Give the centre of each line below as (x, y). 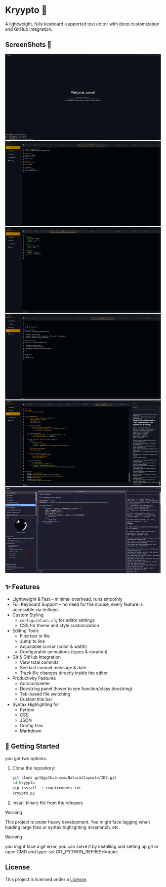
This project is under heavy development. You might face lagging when (78, 822)
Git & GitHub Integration (36, 657)
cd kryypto (23, 783)
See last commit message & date (53, 667)
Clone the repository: (34, 768)
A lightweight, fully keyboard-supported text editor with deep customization (82, 24)
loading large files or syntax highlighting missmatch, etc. (62, 827)
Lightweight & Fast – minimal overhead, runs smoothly (67, 599)
